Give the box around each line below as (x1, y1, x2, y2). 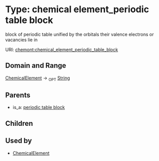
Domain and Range (5, 61, 67, 70)
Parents (5, 91, 30, 99)
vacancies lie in (5, 37, 38, 43)
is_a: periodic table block (12, 104, 65, 111)
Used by (5, 137, 32, 145)
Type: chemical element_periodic (5, 4, 149, 15)
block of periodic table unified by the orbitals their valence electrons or (5, 31, 154, 37)
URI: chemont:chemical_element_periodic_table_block (5, 46, 118, 52)
